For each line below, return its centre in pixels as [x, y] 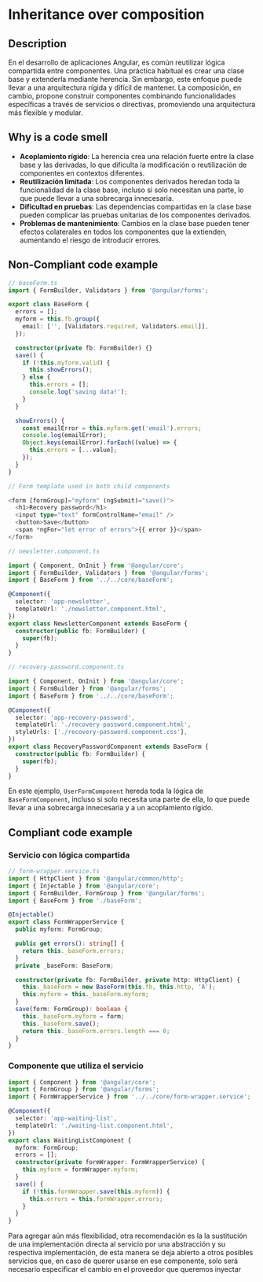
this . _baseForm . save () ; [61, 1024]
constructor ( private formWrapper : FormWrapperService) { [110, 1162]
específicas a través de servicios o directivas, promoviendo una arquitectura [132, 104]
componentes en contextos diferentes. [82, 173]
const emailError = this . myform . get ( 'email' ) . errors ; [112, 428]
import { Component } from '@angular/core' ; [82, 1082]
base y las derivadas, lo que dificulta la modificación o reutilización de [133, 165]
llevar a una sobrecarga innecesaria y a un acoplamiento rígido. [111, 808]
